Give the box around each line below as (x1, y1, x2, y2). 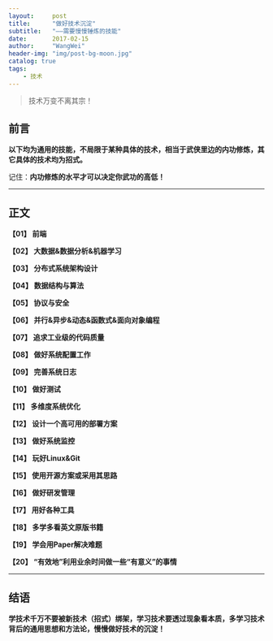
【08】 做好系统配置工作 (8, 350, 91, 360)
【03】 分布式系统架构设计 (8, 263, 98, 273)
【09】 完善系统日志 (8, 367, 77, 377)
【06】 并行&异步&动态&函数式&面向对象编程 (8, 315, 160, 325)
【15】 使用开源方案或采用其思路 (8, 470, 118, 480)
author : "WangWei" (8, 42, 85, 50)
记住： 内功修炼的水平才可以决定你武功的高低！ (8, 172, 165, 182)
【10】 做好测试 (8, 384, 61, 394)
